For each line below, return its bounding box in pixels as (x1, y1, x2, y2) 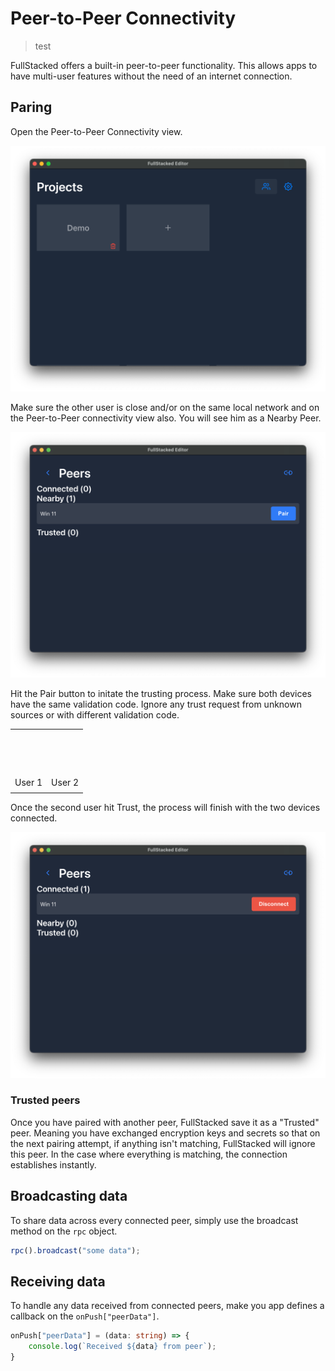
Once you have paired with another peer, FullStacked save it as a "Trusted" (10, 1116, 320, 1128)
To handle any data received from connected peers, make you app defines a (10, 1300, 325, 1312)
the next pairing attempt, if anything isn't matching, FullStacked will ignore (10, 1137, 316, 1149)
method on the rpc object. (10, 1225, 118, 1237)
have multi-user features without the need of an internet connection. (10, 70, 293, 82)
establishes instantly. (10, 1158, 97, 1171)
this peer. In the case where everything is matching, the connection (10, 1148, 288, 1160)
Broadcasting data (10, 1188, 128, 1205)
